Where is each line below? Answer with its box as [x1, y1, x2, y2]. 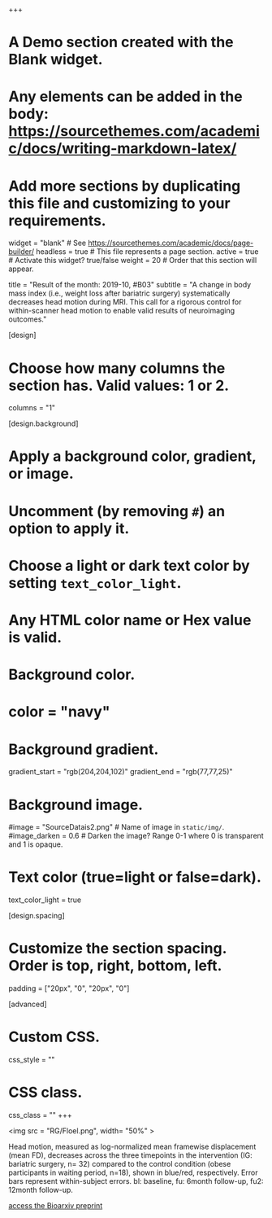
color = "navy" [8, 703, 110, 721]
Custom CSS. [8, 1027, 100, 1046]
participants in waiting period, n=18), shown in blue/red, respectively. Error [8, 1168, 258, 1177]
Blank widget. [8, 50, 103, 69]
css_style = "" [8, 1055, 55, 1065]
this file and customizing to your [8, 194, 231, 212]
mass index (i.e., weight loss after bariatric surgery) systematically [8, 288, 231, 298]
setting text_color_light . [8, 573, 182, 592]
